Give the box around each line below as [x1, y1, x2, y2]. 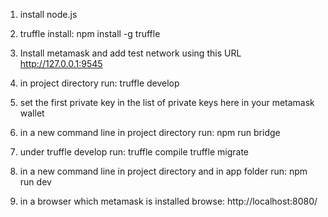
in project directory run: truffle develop [19, 77, 180, 89]
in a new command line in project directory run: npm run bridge [19, 127, 281, 138]
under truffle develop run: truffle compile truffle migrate [19, 146, 249, 158]
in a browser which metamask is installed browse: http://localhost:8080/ [19, 195, 318, 207]
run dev [19, 176, 52, 188]
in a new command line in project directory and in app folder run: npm [19, 165, 308, 177]
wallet [19, 107, 45, 119]
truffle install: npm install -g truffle [19, 28, 161, 39]
